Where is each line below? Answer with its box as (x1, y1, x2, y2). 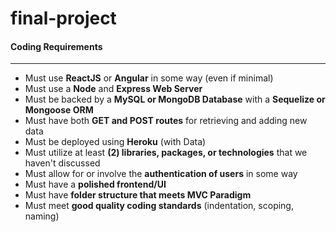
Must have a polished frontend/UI (24, 178, 167, 191)
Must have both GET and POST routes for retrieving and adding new (24, 115, 308, 127)
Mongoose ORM (24, 104, 94, 116)
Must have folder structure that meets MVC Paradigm (24, 189, 252, 201)
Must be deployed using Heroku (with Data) (24, 136, 207, 148)
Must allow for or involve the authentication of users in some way (24, 168, 298, 180)
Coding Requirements (10, 40, 103, 52)
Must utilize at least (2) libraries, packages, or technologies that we (24, 147, 308, 159)
